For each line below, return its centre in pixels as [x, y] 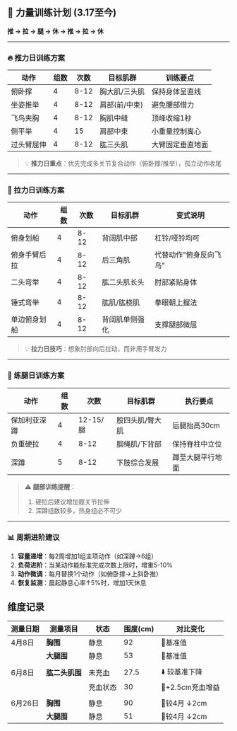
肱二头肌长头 [123, 282]
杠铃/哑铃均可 [177, 238]
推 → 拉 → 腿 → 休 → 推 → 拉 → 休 [55, 31]
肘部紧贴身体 [176, 282]
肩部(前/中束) [121, 105]
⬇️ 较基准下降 [182, 672]
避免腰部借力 [173, 105]
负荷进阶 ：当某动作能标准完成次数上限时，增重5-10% [95, 565]
